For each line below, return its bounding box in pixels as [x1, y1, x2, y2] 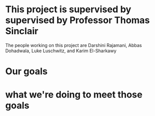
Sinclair [5, 26, 38, 37]
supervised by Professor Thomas [5, 14, 150, 26]
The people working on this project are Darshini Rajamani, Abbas [5, 42, 142, 48]
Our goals [5, 65, 48, 77]
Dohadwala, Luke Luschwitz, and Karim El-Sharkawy [5, 48, 117, 54]
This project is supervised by [5, 4, 131, 15]
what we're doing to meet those [5, 89, 143, 101]
